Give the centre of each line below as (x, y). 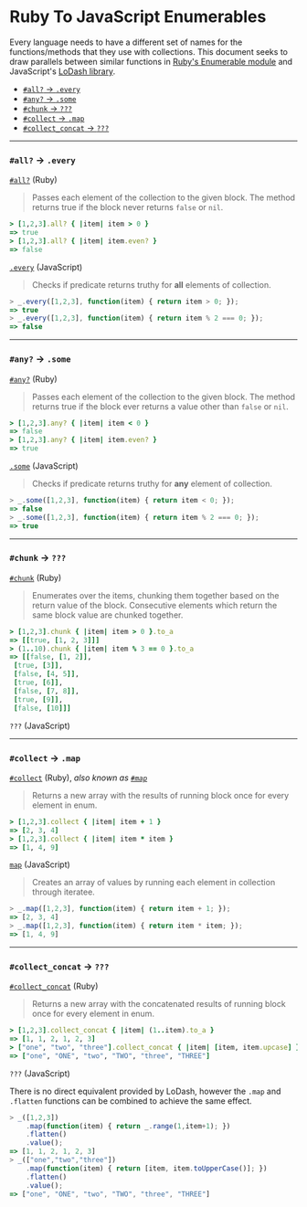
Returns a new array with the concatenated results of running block (159, 1004)
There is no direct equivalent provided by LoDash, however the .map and (145, 1091)
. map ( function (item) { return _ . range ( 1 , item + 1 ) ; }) (128, 1126)
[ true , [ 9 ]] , (38, 699)
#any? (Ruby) (33, 379)
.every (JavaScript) (46, 267)
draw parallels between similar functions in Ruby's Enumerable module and (151, 61)
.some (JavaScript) (44, 466)
